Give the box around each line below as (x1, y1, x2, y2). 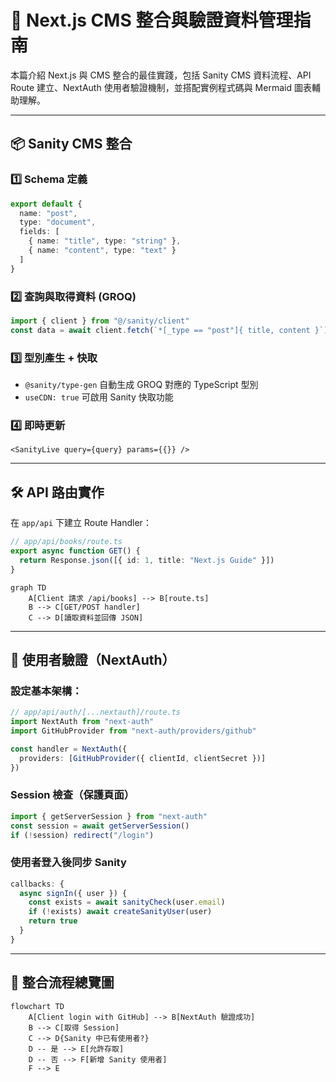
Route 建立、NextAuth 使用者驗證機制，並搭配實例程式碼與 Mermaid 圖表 (10, 81, 312, 93)
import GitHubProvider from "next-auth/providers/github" (10, 726, 257, 736)
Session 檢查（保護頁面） (10, 788, 135, 802)
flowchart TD (10, 1001, 65, 1011)
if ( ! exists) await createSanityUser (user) (28, 907, 213, 917)
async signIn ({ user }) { (19, 888, 128, 898)
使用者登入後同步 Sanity (10, 856, 127, 870)
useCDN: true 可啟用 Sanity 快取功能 (24, 391, 174, 403)
